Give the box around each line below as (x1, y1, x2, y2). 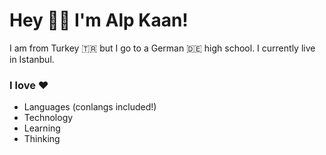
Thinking (23, 133, 61, 145)
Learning (23, 122, 61, 134)
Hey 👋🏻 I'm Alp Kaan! (9, 9, 189, 32)
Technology (23, 112, 74, 124)
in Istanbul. (9, 53, 55, 65)
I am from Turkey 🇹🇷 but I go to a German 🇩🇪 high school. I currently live (9, 42, 316, 54)
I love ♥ (9, 78, 49, 92)
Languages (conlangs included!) (23, 101, 157, 113)
